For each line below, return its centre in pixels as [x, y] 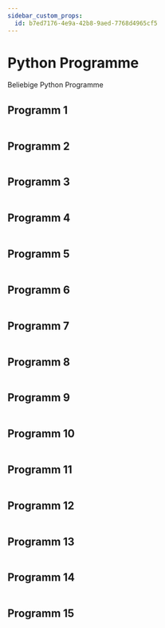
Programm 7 [38, 326]
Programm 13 [41, 541]
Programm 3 [39, 182]
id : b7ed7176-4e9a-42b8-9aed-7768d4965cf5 [86, 23]
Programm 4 [39, 218]
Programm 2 [39, 146]
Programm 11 [40, 469]
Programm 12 [41, 505]
